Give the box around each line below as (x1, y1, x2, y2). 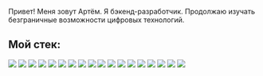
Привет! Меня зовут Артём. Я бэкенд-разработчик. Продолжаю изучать (8, 7, 256, 16)
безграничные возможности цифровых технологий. (8, 15, 185, 25)
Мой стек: (8, 38, 61, 51)
